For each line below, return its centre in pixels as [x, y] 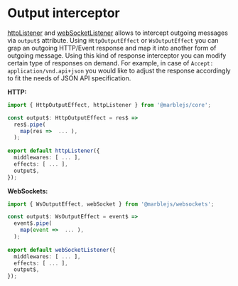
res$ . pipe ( [30, 125]
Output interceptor [64, 13]
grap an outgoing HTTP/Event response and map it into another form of [112, 48]
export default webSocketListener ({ [61, 250]
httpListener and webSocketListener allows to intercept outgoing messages [118, 33]
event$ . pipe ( [33, 223]
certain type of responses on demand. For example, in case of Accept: [110, 63]
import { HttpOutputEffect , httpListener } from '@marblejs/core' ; [109, 105]
